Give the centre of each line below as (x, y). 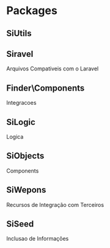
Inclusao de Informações (38, 239)
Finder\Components (46, 88)
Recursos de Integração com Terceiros (55, 205)
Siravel (20, 54)
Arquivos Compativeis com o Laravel (53, 69)
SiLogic (21, 122)
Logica (15, 137)
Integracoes (21, 103)
